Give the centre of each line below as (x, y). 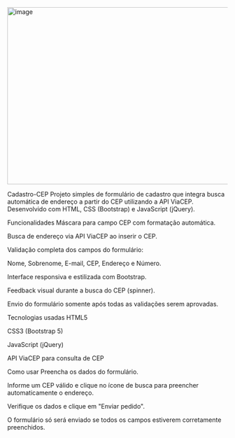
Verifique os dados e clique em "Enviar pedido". (76, 406)
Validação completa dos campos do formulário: (76, 250)
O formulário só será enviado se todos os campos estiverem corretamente (114, 420)
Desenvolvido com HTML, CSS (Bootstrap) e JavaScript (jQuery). (101, 209)
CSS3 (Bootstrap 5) (35, 331)
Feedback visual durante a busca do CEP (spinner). (81, 290)
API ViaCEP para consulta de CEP (56, 358)
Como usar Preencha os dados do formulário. (73, 372)
